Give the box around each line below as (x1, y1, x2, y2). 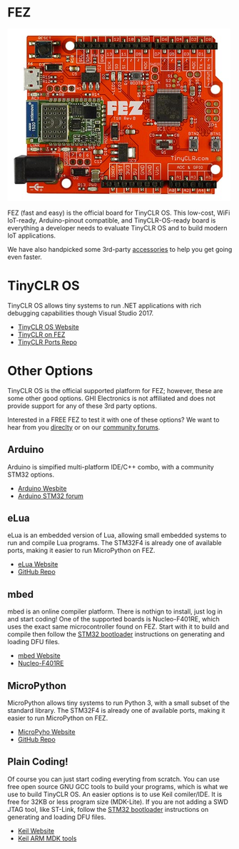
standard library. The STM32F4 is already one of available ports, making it (7, 706, 225, 715)
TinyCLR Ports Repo (17, 337, 77, 346)
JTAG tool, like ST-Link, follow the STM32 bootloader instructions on (7, 805, 209, 813)
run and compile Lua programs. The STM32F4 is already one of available (7, 539, 223, 547)
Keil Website (17, 826, 55, 835)
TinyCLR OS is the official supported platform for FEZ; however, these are (7, 386, 223, 395)
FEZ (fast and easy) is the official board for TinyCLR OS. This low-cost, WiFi (7, 208, 230, 217)
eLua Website (17, 560, 59, 569)
